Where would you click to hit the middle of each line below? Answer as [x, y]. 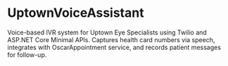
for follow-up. [27, 55]
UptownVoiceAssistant [76, 13]
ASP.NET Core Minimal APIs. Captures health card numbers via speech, [111, 39]
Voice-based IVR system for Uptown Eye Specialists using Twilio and [107, 32]
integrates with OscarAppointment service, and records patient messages [114, 47]
